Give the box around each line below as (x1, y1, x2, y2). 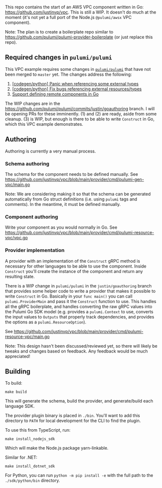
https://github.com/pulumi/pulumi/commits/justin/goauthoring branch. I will (5, 105, 155, 111)
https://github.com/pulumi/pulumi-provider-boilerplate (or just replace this (5, 34, 153, 40)
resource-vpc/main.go (5, 334, 50, 339)
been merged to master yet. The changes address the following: (5, 71, 132, 77)
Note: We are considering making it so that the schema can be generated (5, 191, 151, 197)
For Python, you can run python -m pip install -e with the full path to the (5, 472, 153, 478)
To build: (5, 380, 23, 386)
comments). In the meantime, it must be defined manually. (5, 201, 121, 207)
